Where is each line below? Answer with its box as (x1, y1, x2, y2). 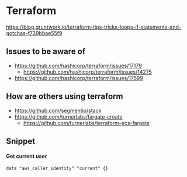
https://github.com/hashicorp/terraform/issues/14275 (23, 68, 152, 75)
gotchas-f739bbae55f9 (6, 29, 63, 36)
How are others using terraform (6, 92, 123, 102)
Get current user (6, 152, 47, 159)
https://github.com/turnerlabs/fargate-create (14, 113, 123, 120)
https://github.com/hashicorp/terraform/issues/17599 (14, 74, 143, 81)
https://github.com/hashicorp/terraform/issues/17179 (14, 62, 142, 69)
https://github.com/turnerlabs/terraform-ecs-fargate (23, 119, 150, 126)
